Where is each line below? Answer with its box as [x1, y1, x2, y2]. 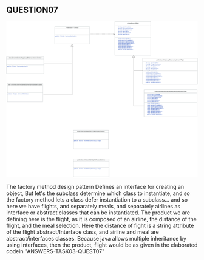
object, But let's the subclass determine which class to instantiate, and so [6, 190, 190, 197]
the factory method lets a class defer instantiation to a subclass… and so [6, 196, 188, 204]
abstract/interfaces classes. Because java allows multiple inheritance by [6, 235, 187, 242]
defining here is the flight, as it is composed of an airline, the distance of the [6, 216, 197, 223]
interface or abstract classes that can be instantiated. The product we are [6, 209, 190, 216]
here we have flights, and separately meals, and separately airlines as [6, 203, 181, 210]
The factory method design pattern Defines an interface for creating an [6, 183, 185, 191]
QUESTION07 [6, 5, 59, 15]
